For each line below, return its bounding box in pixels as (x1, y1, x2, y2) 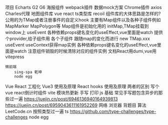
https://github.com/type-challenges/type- (70, 108, 156, 114)
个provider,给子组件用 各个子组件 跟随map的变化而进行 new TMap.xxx (5, 35, 150, 41)
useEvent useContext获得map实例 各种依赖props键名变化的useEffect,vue (5, 42, 157, 47)
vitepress (5, 54, 25, 59)
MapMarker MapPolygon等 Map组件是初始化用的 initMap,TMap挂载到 (5, 23, 149, 29)
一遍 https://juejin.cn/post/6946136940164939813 (14, 96, 118, 101)
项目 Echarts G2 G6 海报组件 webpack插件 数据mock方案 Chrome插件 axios (5, 4, 162, 10)
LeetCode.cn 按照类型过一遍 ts (5, 108, 69, 114)
